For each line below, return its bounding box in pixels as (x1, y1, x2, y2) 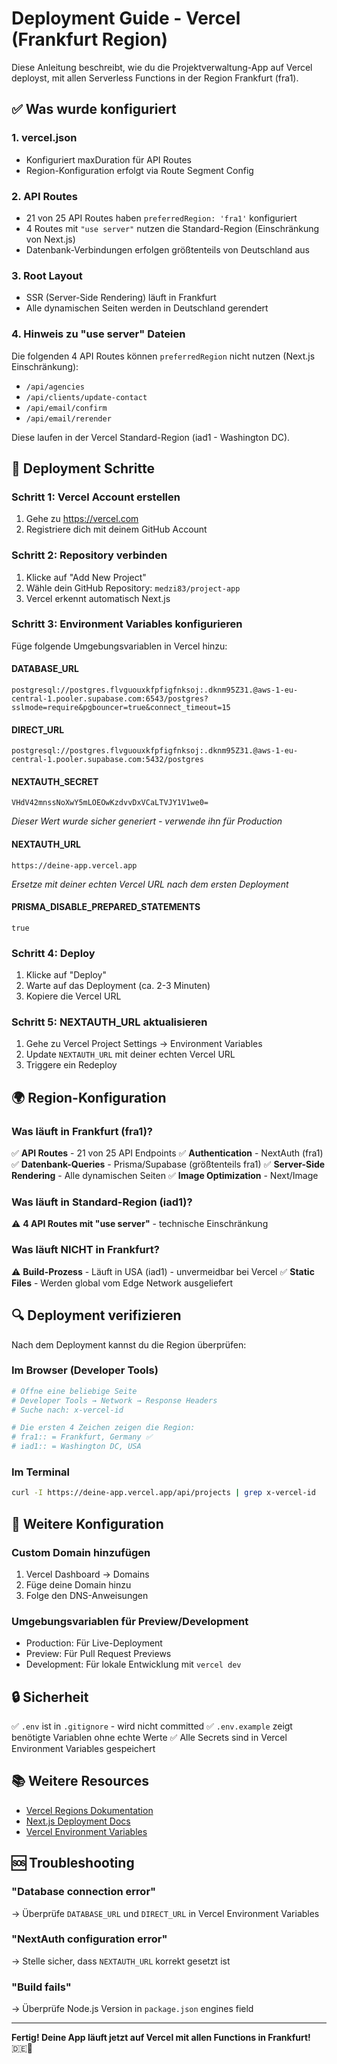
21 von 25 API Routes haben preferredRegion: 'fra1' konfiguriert (25, 212, 298, 224)
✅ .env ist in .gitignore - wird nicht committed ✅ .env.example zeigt (11, 1720, 293, 1732)
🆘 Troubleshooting (11, 1855, 135, 1872)
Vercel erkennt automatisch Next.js (25, 592, 171, 604)
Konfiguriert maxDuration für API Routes (25, 153, 193, 166)
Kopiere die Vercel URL (25, 990, 122, 1002)
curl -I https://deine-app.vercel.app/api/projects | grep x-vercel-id (11, 1488, 316, 1498)
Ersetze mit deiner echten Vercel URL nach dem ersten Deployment (11, 878, 289, 890)
